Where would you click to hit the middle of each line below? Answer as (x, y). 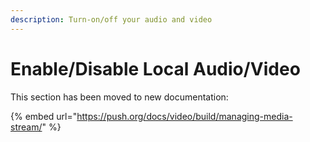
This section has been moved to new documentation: (119, 97)
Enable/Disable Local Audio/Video (155, 68)
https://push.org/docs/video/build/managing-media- (184, 116)
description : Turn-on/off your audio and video (111, 19)
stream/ (26, 127)
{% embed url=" (44, 116)
